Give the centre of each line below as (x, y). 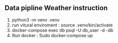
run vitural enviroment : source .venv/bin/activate (62, 25)
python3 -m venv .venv (36, 20)
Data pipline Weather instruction (56, 8)
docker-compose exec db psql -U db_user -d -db (62, 30)
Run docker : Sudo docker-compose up (52, 35)
